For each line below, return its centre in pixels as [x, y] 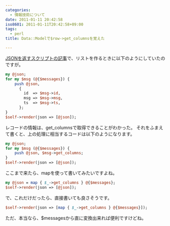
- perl [17, 34]
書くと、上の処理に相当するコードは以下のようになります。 [72, 134]
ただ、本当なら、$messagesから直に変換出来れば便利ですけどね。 [76, 218]
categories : [18, 10]
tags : [11, 29]
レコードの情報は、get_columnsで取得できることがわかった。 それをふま [82, 127]
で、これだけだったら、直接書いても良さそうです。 [59, 198]
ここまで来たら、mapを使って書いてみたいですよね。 [61, 173]
